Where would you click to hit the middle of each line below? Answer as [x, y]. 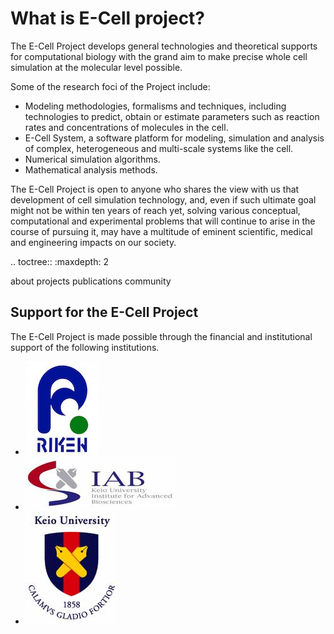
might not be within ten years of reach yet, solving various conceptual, [155, 210]
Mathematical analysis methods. [91, 169]
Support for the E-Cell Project [104, 312]
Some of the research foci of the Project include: [110, 86]
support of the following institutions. [85, 347]
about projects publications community [91, 281]
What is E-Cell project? [108, 18]
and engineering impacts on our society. [93, 242]
